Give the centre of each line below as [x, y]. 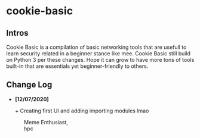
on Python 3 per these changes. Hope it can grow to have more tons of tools [100, 60]
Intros [17, 33]
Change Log [29, 85]
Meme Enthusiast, [46, 122]
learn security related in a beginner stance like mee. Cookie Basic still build [99, 54]
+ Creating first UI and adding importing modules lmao [82, 111]
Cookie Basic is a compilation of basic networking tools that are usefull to [96, 47]
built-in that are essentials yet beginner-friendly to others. [77, 66]
